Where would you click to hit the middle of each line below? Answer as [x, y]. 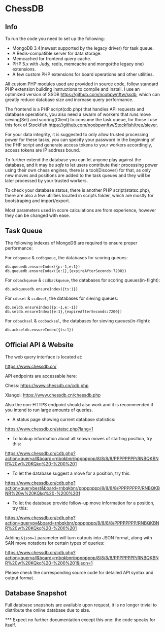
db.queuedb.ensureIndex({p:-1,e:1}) [43, 267]
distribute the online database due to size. [48, 610]
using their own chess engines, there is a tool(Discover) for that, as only [78, 170]
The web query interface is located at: [44, 357]
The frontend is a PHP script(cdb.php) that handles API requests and [75, 109]
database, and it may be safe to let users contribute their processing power [82, 165]
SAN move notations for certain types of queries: [55, 543]
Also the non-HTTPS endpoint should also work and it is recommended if [79, 404]
